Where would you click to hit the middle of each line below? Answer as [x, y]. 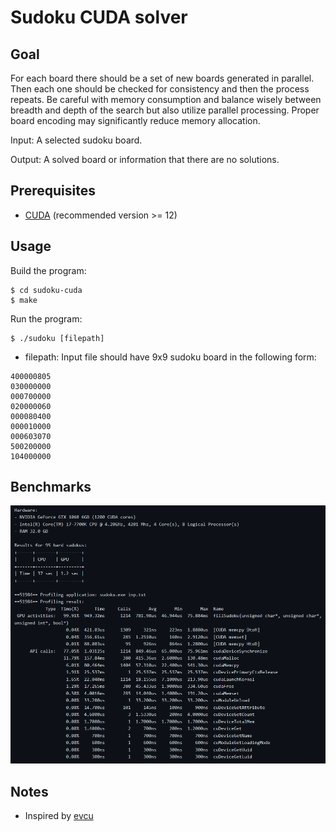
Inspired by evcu [59, 816]
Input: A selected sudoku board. [76, 140]
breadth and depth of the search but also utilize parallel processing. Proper [165, 110]
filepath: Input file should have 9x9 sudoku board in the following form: [170, 357]
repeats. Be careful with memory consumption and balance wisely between [166, 99]
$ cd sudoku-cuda [46, 290]
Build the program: [48, 270]
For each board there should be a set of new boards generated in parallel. [162, 78]
